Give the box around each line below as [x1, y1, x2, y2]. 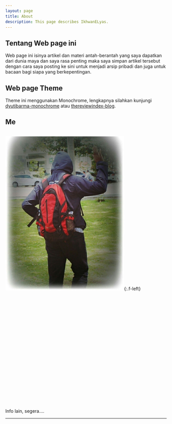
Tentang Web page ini [5, 39, 77, 47]
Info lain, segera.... [5, 408, 45, 414]
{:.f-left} [124, 285, 141, 291]
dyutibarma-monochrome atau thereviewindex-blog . [5, 103, 116, 109]
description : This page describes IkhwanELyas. [5, 19, 109, 24]
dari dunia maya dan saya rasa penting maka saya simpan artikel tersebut [5, 58, 160, 64]
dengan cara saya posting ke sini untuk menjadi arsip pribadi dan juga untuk [5, 63, 166, 69]
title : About [5, 13, 33, 19]
